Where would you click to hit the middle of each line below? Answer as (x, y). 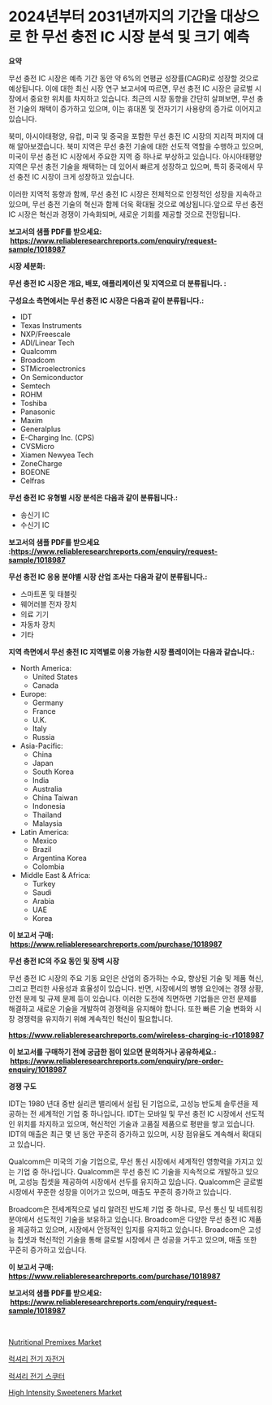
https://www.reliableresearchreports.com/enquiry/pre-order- (117, 1061)
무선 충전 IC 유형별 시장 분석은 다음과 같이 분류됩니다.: (93, 497)
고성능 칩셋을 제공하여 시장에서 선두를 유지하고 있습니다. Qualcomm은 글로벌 (141, 1182)
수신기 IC (35, 525)
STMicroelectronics (53, 368)
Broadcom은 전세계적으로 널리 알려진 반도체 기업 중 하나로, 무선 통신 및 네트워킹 (136, 1209)
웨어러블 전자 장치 (48, 604)
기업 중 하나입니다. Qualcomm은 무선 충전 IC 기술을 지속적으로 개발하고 (130, 1171)
